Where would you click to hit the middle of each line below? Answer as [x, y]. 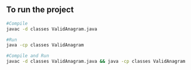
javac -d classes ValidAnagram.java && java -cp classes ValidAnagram [96, 62]
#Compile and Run [28, 56]
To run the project [40, 10]
